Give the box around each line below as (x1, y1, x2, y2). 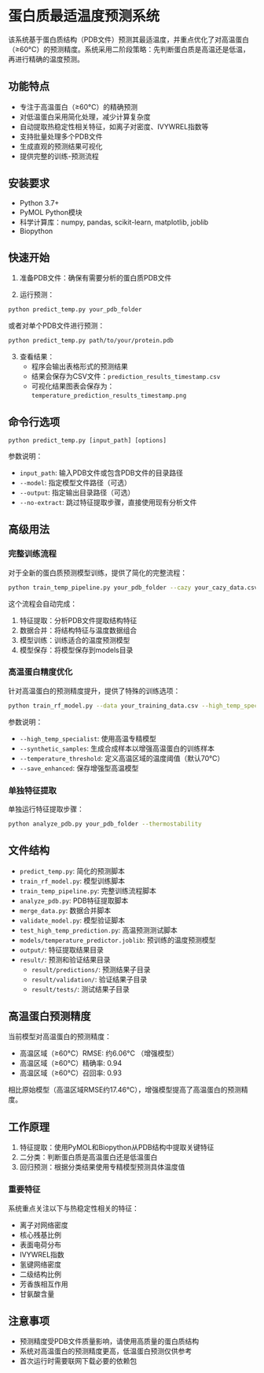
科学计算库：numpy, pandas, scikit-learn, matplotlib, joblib (19, 217, 209, 227)
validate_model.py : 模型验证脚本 (19, 915, 126, 925)
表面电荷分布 (19, 1240, 61, 1249)
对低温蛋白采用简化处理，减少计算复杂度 (19, 112, 151, 121)
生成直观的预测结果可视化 (19, 141, 103, 150)
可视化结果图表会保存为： (31, 381, 115, 391)
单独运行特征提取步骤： (8, 804, 84, 814)
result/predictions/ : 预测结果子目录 (31, 964, 151, 974)
